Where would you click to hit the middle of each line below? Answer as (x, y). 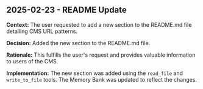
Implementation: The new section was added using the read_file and (95, 73)
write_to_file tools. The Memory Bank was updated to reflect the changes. (101, 79)
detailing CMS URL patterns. (42, 31)
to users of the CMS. (32, 61)
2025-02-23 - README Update (66, 10)
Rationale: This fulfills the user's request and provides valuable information (101, 55)
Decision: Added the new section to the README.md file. (78, 43)
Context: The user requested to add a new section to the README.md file (99, 24)
